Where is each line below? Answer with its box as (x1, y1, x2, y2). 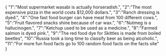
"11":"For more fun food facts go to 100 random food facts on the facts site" (5, 41, 160, 46)
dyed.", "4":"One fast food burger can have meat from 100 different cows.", (5, 15, 158, 20)
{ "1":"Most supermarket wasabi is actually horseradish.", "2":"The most (5, 4, 152, 10)
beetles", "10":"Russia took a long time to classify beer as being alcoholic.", (5, 35, 159, 41)
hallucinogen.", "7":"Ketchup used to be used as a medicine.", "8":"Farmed (5, 25, 158, 31)
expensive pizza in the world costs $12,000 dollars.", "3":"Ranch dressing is (5, 9, 160, 15)
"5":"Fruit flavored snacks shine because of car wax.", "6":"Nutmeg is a (5, 20, 151, 26)
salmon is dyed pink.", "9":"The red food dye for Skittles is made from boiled (5, 30, 161, 36)
